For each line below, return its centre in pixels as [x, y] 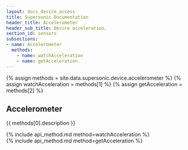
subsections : [22, 39]
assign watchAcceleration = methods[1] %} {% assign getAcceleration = [94, 84]
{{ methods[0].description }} [41, 123]
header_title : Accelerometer [42, 22]
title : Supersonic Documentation [47, 17]
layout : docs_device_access [41, 12]
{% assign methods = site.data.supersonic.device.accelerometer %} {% [94, 78]
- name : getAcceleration [47, 61]
